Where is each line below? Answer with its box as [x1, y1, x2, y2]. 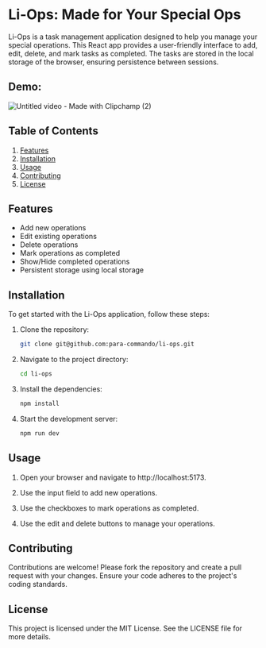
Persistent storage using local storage [19, 265, 145, 275]
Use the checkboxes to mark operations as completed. [19, 503, 199, 513]
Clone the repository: [19, 325, 90, 334]
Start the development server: [19, 414, 118, 423]
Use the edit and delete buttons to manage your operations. [19, 519, 216, 528]
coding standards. [8, 580, 67, 589]
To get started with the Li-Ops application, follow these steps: [8, 310, 210, 319]
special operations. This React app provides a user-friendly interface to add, [8, 40, 258, 49]
